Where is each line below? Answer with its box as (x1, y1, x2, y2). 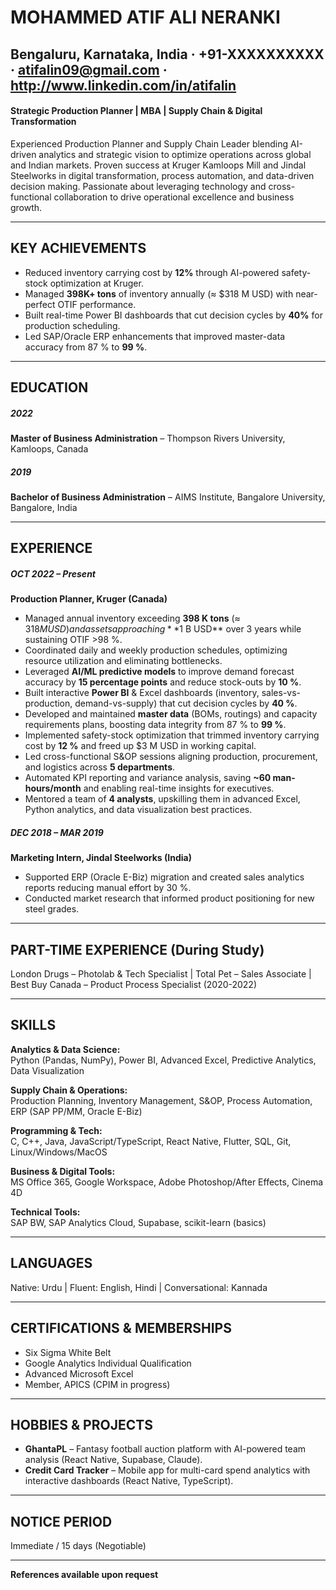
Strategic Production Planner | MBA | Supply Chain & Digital (10, 105, 263, 117)
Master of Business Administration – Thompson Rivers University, (10, 432, 286, 444)
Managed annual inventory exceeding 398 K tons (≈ (24, 612, 241, 625)
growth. (10, 201, 43, 213)
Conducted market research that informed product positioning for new (24, 892, 315, 905)
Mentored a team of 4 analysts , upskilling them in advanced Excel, (24, 793, 301, 805)
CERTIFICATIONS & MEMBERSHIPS (10, 1320, 232, 1337)
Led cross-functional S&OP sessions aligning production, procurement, (24, 751, 318, 763)
